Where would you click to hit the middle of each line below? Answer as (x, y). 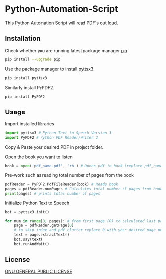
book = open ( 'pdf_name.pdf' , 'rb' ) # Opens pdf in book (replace (74, 166)
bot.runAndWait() (32, 244)
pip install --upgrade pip (33, 59)
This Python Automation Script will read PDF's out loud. (62, 23)
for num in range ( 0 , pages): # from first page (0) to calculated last (80, 221)
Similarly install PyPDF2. (30, 87)
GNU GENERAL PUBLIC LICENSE (39, 272)
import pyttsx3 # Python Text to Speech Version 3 (58, 133)
